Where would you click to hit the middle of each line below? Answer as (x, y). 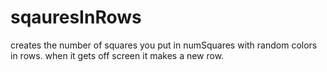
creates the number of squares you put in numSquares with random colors (164, 45)
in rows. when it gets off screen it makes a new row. (117, 55)
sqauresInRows (76, 17)
